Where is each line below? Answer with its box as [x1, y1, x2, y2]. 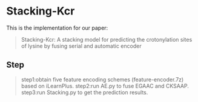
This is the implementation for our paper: [6, 24, 108, 31]
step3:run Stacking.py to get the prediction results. [21, 89, 148, 96]
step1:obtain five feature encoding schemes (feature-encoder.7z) [21, 75, 184, 83]
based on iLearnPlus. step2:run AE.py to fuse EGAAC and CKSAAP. [21, 82, 189, 89]
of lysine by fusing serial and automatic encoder [21, 42, 142, 49]
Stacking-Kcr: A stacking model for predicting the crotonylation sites [21, 36, 193, 43]
